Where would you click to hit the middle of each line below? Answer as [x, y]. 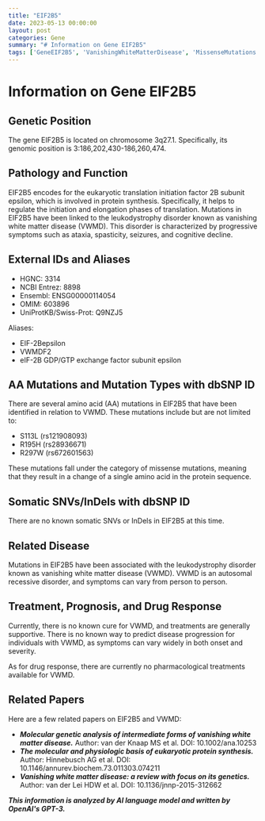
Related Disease [49, 545]
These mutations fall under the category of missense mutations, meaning [127, 468]
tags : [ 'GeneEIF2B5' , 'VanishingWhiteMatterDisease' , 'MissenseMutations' [134, 52]
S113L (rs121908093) [53, 436]
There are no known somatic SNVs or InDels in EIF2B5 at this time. [116, 521]
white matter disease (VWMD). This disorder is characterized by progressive [133, 226]
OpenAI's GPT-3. [37, 808]
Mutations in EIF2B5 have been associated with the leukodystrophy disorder [132, 565]
